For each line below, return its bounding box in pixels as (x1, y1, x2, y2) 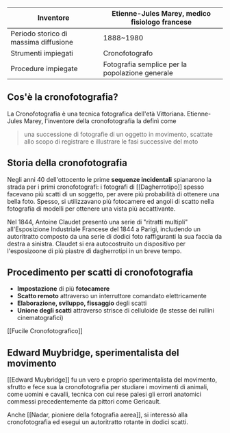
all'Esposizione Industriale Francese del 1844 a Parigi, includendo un (7, 225, 201, 233)
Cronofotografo (103, 49, 153, 57)
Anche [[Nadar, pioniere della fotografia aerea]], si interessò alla (7, 410, 188, 419)
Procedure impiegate (10, 64, 78, 73)
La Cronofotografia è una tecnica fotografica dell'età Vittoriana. (7, 109, 186, 118)
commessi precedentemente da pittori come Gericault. (7, 397, 162, 406)
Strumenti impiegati (10, 49, 73, 57)
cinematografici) (16, 314, 64, 322)
